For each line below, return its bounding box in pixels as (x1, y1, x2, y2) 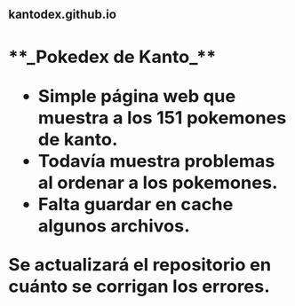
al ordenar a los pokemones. (37, 170, 278, 193)
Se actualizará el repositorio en (8, 253, 272, 276)
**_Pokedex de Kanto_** (8, 45, 217, 68)
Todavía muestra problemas (37, 149, 275, 172)
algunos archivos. (37, 214, 190, 237)
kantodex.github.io (8, 7, 117, 22)
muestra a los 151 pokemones (37, 106, 287, 129)
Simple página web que (37, 84, 236, 107)
